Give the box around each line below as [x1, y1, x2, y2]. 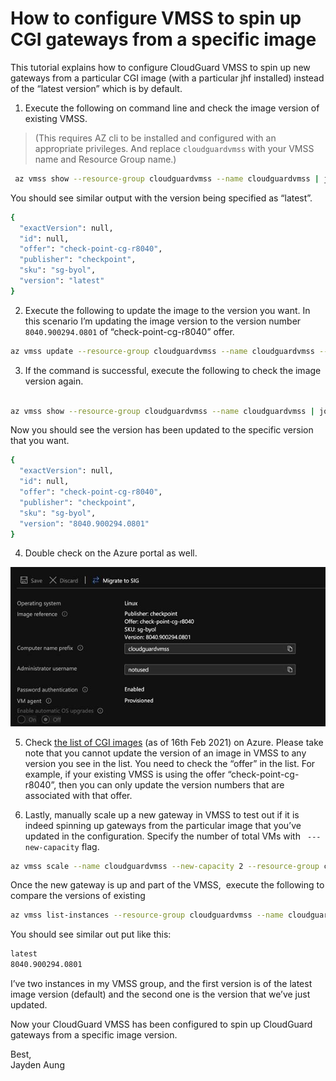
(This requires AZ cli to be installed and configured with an [34, 132, 277, 144]
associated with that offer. [24, 789, 133, 801]
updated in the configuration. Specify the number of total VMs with [24, 830, 301, 842]
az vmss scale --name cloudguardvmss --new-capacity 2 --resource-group [10, 861, 320, 871]
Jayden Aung [10, 1059, 65, 1071]
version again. [24, 375, 84, 387]
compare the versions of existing [10, 890, 146, 902]
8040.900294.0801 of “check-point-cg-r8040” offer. [24, 325, 235, 337]
